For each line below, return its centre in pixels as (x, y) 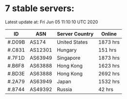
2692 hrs (109, 73)
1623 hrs (109, 66)
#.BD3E (16, 73)
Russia (64, 89)
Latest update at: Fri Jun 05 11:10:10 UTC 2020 (52, 22)
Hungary (67, 50)
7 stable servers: (40, 8)
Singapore (69, 58)
